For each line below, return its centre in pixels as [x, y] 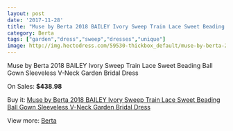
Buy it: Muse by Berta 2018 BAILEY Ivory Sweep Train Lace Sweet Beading [114, 100]
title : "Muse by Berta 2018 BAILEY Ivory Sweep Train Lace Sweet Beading [116, 26]
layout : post [26, 14]
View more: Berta [32, 121]
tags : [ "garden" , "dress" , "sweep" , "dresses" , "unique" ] [87, 40]
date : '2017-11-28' [35, 20]
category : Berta [31, 33]
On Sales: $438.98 [35, 86]
